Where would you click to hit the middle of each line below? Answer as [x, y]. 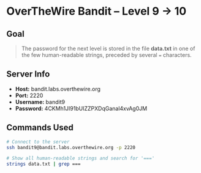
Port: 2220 [29, 95]
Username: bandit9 [40, 101]
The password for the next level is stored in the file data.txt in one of [108, 48]
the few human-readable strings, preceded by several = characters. [106, 55]
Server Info [28, 74]
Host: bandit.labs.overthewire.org [58, 89]
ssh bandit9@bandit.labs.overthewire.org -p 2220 [71, 147]
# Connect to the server [38, 142]
